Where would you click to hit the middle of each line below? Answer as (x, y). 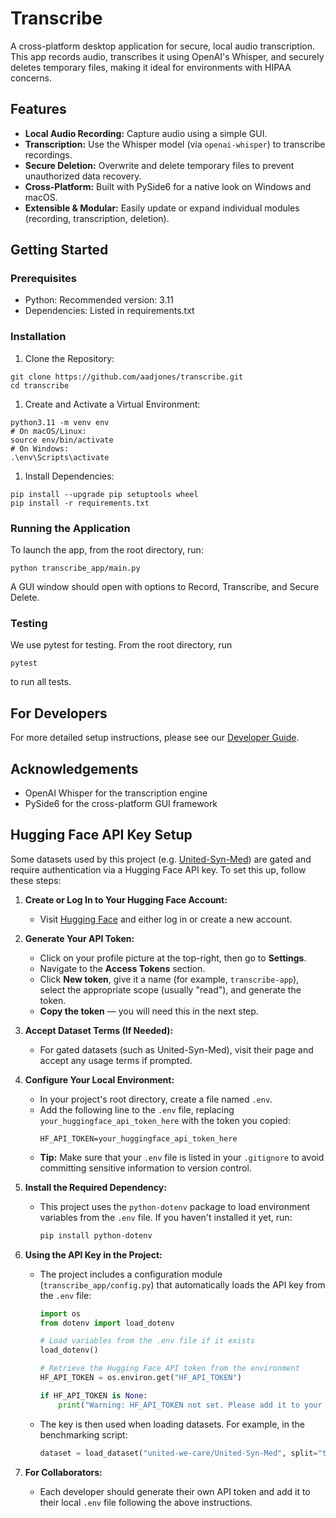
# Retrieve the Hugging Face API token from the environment (169, 1368)
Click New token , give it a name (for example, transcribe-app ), (169, 979)
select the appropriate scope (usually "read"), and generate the (170, 989)
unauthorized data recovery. (83, 176)
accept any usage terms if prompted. (116, 1060)
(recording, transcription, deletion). (97, 218)
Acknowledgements (74, 768)
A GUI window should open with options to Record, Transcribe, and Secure (165, 587)
